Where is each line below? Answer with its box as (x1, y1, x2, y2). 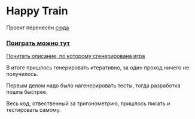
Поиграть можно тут (6, 39, 71, 47)
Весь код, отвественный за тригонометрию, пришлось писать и (6, 100, 170, 107)
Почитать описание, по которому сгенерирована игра (6, 53, 145, 60)
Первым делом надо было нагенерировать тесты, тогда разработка (6, 82, 181, 89)
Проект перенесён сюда (6, 24, 69, 31)
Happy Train (6, 4, 68, 18)
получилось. (6, 71, 39, 78)
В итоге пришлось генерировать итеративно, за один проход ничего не (6, 64, 190, 71)
